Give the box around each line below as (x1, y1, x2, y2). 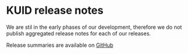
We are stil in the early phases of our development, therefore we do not (6, 23, 183, 31)
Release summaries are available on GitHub (6, 41, 114, 49)
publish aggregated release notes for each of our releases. (6, 29, 151, 37)
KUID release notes (6, 4, 104, 17)
